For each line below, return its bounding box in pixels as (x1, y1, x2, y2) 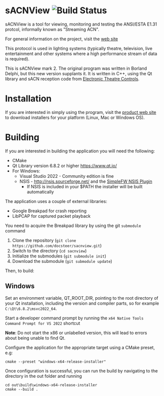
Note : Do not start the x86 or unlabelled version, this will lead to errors (5, 330, 147, 336)
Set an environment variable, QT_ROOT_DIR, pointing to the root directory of (5, 295, 159, 301)
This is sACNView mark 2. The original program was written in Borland (5, 65, 147, 71)
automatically (26, 189, 54, 195)
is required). (5, 56, 30, 61)
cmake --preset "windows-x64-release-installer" (5, 359, 106, 364)
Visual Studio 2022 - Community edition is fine (19, 173, 114, 179)
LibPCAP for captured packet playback (12, 213, 91, 219)
